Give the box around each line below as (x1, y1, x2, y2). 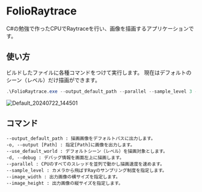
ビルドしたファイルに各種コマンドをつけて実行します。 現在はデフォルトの (6, 69, 192, 76)
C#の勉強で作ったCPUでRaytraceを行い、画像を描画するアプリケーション (6, 25, 189, 32)
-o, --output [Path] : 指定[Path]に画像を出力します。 (6, 142, 135, 148)
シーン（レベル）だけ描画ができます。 (6, 76, 100, 84)
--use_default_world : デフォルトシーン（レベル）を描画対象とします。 (6, 149, 168, 155)
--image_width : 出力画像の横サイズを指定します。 (6, 174, 121, 180)
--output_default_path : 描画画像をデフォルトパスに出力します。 (6, 135, 156, 142)
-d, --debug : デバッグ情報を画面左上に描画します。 (6, 155, 124, 161)
